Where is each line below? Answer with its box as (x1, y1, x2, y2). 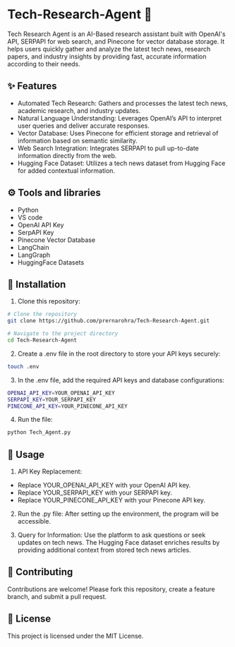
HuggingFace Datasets (17, 258, 85, 267)
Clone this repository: (17, 297, 80, 306)
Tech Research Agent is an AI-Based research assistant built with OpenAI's (7, 30, 226, 38)
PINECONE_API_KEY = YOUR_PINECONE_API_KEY (7, 402, 128, 410)
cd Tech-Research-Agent (7, 337, 78, 344)
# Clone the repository (7, 310, 78, 318)
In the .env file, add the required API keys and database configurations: (17, 375, 224, 384)
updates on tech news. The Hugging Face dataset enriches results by (17, 538, 220, 547)
